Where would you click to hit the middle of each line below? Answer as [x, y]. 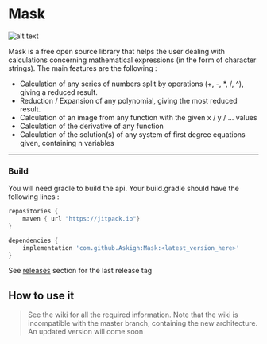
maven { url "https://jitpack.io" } [81, 219]
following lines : [34, 197]
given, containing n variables [67, 143]
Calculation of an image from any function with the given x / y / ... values [138, 117]
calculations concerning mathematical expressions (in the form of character [132, 60]
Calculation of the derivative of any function [92, 126]
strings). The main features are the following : [83, 68]
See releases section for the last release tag [80, 271]
